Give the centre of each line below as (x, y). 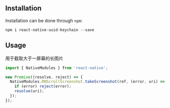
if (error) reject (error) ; (43, 86)
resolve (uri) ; (29, 91)
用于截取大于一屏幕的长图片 (34, 58)
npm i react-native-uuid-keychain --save (50, 30)
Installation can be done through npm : (44, 20)
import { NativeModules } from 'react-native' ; (57, 68)
